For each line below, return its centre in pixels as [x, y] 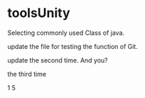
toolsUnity [39, 13]
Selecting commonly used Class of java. [66, 33]
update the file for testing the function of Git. [73, 46]
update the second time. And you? [58, 60]
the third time [27, 74]
